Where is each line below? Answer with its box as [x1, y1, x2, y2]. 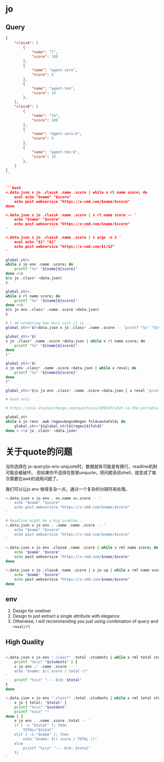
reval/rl [12, 624, 31, 629]
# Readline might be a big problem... [5, 518, 84, 523]
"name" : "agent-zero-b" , [31, 131, 82, 137]
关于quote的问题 [5, 446, 73, 457]
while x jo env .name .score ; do [5, 262, 73, 267]
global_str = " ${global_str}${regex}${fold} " [14, 423, 104, 429]
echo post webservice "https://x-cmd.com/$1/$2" [14, 244, 115, 249]
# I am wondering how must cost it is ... [5, 321, 93, 325]
